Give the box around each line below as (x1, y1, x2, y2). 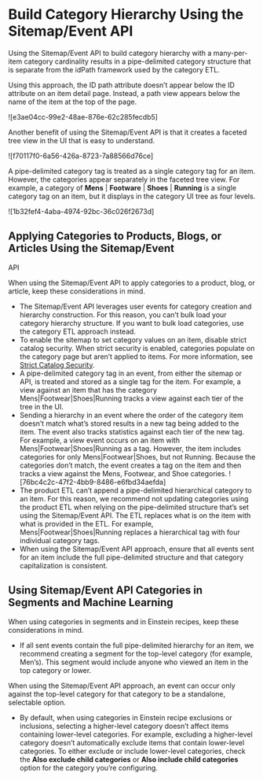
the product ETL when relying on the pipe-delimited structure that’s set (19, 502, 250, 512)
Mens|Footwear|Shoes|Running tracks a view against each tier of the (19, 394, 243, 403)
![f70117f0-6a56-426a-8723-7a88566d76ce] (8, 151, 154, 161)
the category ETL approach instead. (19, 327, 136, 336)
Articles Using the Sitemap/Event (8, 242, 175, 255)
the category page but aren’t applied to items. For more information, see (19, 352, 254, 361)
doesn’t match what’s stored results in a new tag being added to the (19, 419, 239, 428)
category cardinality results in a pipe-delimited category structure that (24, 57, 251, 66)
